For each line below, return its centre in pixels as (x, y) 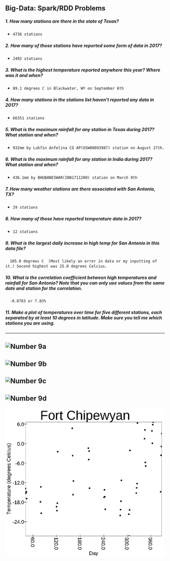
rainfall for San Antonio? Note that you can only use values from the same (85, 283)
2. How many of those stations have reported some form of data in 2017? (84, 46)
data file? (16, 248)
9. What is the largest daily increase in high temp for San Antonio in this (82, 243)
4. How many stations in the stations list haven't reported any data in (80, 99)
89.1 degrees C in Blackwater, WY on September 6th (68, 89)
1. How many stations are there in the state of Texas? (62, 21)
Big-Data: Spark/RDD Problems (55, 8)
